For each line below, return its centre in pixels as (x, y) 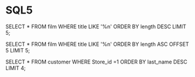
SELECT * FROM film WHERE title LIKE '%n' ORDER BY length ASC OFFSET (97, 44)
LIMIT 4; (16, 68)
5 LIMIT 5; (18, 50)
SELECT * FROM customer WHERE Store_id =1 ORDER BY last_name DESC (97, 62)
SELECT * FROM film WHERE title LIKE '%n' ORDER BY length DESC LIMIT (96, 26)
